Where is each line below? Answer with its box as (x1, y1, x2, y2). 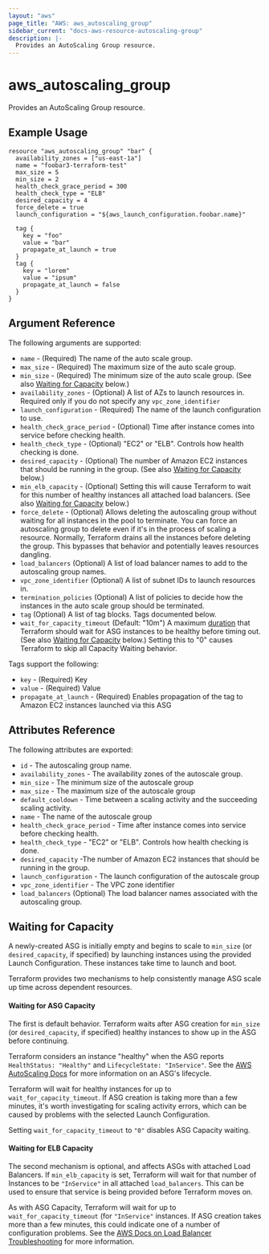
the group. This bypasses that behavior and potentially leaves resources (19, 541, 259, 551)
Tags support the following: (8, 659, 99, 669)
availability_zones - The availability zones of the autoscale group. (19, 768, 243, 779)
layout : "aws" (8, 11, 56, 20)
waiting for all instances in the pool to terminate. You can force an (19, 515, 238, 525)
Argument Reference (8, 316, 116, 330)
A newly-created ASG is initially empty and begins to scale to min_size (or (8, 941, 252, 951)
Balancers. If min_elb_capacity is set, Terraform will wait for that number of (8, 1170, 257, 1179)
